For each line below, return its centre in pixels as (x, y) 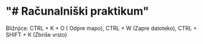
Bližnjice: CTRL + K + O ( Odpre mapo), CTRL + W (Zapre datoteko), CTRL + (101, 28)
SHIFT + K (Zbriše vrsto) (37, 34)
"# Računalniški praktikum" (77, 11)
